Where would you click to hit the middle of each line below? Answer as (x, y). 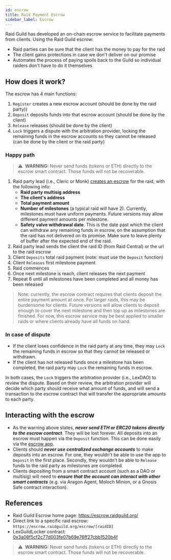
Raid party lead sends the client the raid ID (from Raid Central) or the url (88, 247)
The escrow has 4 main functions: (41, 94)
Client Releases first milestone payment (54, 263)
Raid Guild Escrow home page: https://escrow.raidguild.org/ (76, 516)
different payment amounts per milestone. (64, 220)
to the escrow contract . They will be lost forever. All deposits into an (85, 433)
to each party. (20, 399)
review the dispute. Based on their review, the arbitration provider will (78, 383)
